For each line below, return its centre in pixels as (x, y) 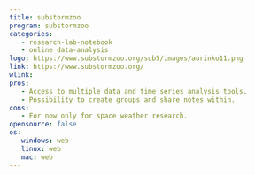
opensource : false (43, 125)
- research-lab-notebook (67, 42)
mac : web (37, 157)
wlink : (21, 75)
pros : (19, 83)
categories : (31, 34)
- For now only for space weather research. (104, 116)
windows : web (45, 141)
